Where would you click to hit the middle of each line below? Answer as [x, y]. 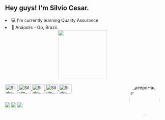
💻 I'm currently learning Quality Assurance [55, 20]
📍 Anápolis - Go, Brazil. [35, 27]
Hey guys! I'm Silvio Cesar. [47, 8]
